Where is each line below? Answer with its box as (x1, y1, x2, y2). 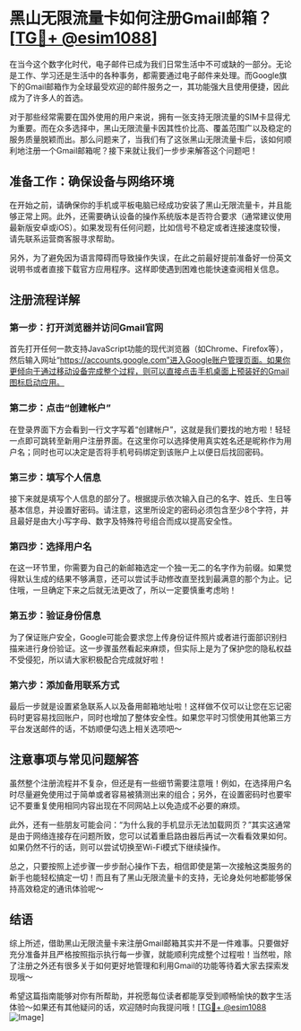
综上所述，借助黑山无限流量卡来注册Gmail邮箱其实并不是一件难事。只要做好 (9, 938, 289, 948)
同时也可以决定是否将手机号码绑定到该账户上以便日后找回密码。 (32, 446, 269, 457)
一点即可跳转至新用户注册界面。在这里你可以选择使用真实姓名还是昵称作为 (9, 435, 284, 445)
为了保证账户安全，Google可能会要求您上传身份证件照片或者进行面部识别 (9, 631, 279, 642)
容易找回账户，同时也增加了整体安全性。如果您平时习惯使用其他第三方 (32, 711, 292, 723)
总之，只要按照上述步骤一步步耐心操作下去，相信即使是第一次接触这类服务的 (9, 860, 292, 871)
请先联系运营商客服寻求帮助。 (9, 233, 119, 243)
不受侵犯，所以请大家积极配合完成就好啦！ (9, 654, 167, 665)
